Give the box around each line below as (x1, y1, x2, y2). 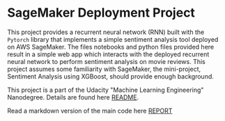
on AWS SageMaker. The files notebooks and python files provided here (7, 42, 215, 51)
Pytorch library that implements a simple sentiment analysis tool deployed (7, 35, 219, 43)
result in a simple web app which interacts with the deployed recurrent (7, 50, 210, 58)
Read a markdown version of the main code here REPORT (7, 106, 173, 115)
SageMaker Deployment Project (7, 5, 195, 21)
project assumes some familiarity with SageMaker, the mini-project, (7, 65, 201, 73)
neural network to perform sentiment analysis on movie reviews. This (7, 57, 205, 65)
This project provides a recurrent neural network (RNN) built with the (7, 28, 205, 36)
